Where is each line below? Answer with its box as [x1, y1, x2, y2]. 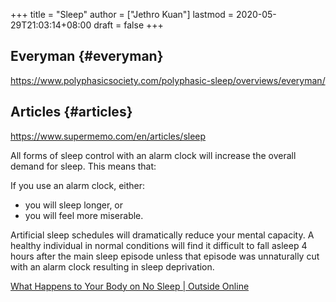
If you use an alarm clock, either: [10, 179, 146, 191]
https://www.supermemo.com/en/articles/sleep [10, 130, 207, 142]
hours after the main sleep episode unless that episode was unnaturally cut [10, 250, 320, 262]
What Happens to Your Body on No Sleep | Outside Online [10, 280, 250, 292]
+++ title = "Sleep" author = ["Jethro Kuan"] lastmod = [10, 9, 235, 20]
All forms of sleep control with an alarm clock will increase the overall [10, 149, 297, 161]
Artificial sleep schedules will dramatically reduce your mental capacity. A [10, 229, 315, 241]
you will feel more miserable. [24, 209, 144, 221]
